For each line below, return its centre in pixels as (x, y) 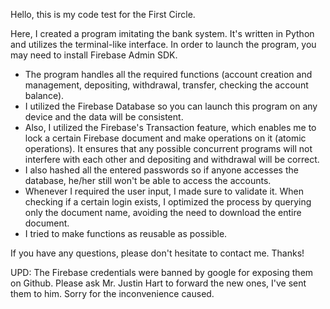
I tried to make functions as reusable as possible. (126, 233)
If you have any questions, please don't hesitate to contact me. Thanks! (157, 253)
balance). (44, 95)
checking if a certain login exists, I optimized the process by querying (168, 202)
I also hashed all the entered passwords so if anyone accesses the (161, 170)
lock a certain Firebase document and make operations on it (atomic (165, 138)
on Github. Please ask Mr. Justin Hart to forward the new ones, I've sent (158, 283)
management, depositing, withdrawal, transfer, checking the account (166, 85)
